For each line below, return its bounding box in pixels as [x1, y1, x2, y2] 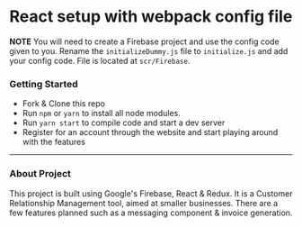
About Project [9, 168, 72, 180]
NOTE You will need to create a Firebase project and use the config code [9, 36, 280, 47]
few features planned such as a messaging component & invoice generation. [9, 207, 293, 218]
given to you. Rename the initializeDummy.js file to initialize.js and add [9, 45, 289, 56]
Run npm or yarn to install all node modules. [22, 108, 182, 119]
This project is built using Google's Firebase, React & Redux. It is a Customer [9, 187, 293, 199]
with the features [22, 137, 85, 148]
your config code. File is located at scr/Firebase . [9, 55, 191, 66]
